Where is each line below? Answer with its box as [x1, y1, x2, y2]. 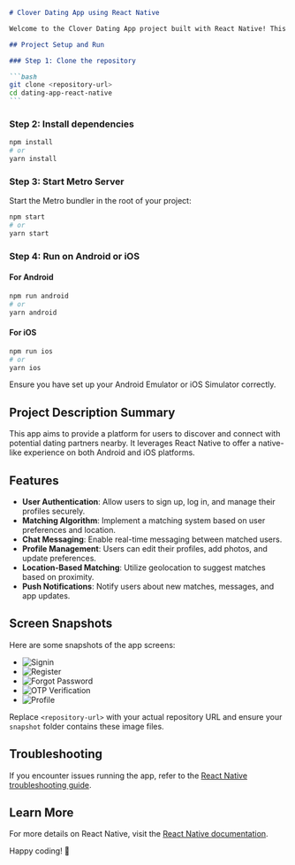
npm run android [9, 291, 69, 300]
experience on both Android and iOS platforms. [23, 447, 196, 458]
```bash [9, 72, 38, 81]
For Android [9, 272, 54, 282]
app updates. [21, 591, 71, 601]
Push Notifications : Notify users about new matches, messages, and [21, 581, 275, 592]
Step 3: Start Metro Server [9, 175, 125, 188]
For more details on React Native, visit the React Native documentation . [9, 829, 269, 839]
